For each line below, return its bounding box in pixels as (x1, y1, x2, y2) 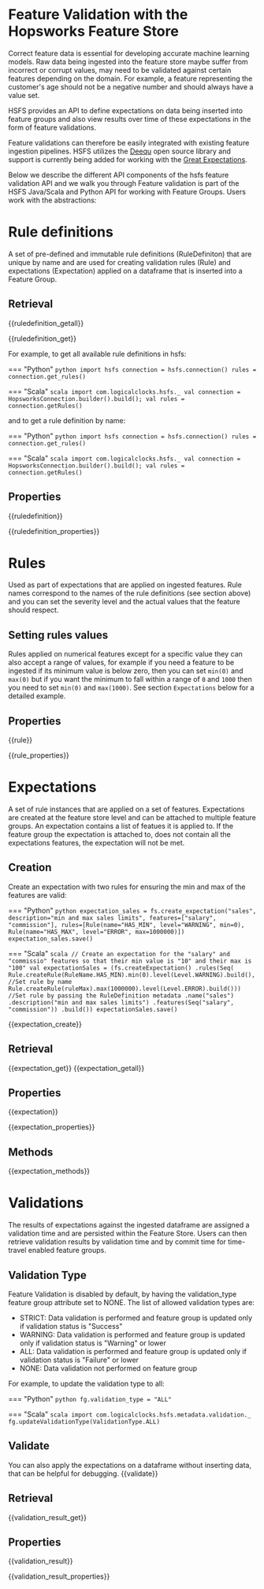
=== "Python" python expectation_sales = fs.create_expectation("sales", (8, 906, 257, 915)
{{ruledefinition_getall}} (8, 318, 84, 327)
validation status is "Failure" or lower (19, 1355, 139, 1364)
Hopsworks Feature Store (8, 22, 179, 40)
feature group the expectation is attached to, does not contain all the (8, 830, 231, 839)
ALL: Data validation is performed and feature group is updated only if (19, 1347, 247, 1356)
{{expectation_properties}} (8, 1122, 95, 1132)
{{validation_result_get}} (8, 1512, 87, 1522)
